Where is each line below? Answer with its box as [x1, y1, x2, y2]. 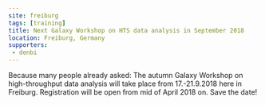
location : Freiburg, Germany [8, 33, 105, 42]
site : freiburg [8, 11, 59, 20]
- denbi [11, 49, 38, 56]
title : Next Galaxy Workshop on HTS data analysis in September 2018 [8, 26, 245, 34]
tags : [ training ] [8, 19, 66, 27]
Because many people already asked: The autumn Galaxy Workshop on [8, 71, 243, 80]
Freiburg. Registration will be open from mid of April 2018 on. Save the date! [8, 87, 258, 96]
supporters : [8, 41, 48, 49]
